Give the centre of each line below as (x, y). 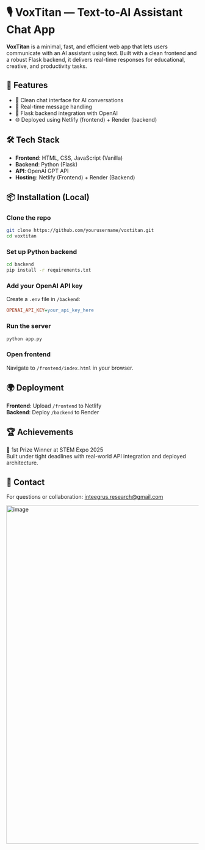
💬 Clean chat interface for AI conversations (69, 100)
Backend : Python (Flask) (46, 164)
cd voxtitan (21, 236)
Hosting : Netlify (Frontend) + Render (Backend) (75, 177)
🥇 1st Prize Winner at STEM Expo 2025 (55, 450)
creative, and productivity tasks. (47, 66)
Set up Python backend (42, 252)
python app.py (24, 339)
